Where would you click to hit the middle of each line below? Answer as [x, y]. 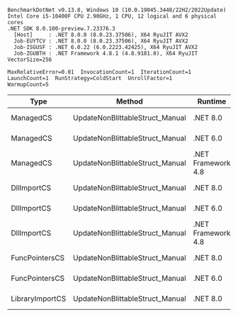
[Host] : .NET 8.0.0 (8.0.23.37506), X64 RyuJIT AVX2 [101, 35]
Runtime [212, 101]
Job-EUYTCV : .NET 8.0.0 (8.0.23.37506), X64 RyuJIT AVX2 [101, 41]
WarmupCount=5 [28, 84]
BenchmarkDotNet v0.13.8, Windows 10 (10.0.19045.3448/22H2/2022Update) [117, 10]
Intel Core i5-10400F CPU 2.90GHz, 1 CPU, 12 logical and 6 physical [112, 16]
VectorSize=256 [30, 60]
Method [129, 101]
